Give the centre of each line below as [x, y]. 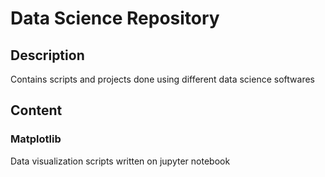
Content [36, 110]
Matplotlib [36, 139]
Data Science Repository [115, 18]
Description [47, 55]
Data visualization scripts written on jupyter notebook [120, 161]
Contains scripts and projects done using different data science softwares [162, 79]
